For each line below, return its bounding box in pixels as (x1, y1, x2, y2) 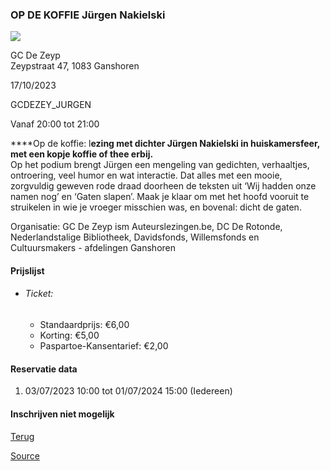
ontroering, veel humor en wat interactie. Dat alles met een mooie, (10, 169, 283, 182)
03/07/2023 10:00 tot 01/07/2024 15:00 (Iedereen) (24, 385, 233, 397)
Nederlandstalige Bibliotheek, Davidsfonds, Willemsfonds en (10, 231, 260, 243)
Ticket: (24, 288, 54, 300)
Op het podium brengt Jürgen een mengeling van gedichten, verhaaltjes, (10, 159, 310, 171)
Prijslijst (10, 264, 45, 277)
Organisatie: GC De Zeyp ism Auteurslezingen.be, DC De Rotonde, (10, 221, 283, 233)
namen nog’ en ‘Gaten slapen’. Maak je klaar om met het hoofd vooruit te (10, 191, 310, 203)
